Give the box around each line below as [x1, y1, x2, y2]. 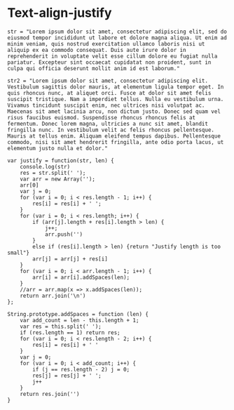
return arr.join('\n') [20, 292, 86, 299]
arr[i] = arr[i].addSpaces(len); [32, 274, 130, 281]
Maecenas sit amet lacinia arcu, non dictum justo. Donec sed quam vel [7, 107, 221, 115]
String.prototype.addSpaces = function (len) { [7, 310, 149, 317]
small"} [7, 249, 30, 256]
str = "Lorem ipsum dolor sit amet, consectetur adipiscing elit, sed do [7, 28, 228, 35]
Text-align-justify [7, 5, 112, 21]
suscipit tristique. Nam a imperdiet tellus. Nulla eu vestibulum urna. [7, 95, 224, 102]
